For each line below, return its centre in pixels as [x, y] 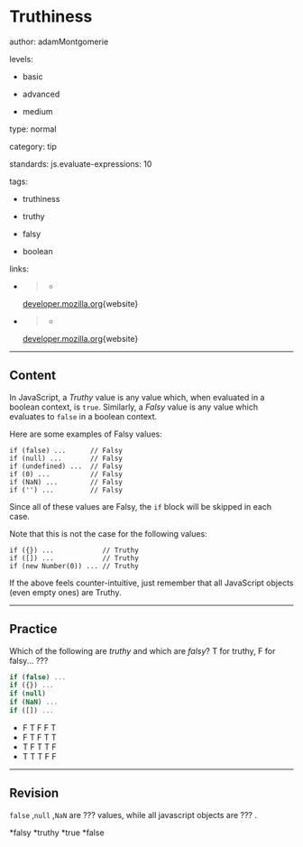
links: [19, 269]
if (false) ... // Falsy [66, 450]
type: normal [33, 129]
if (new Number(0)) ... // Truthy [74, 566]
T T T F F [39, 756]
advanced [41, 94]
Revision [34, 793]
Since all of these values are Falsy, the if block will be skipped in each [141, 506]
